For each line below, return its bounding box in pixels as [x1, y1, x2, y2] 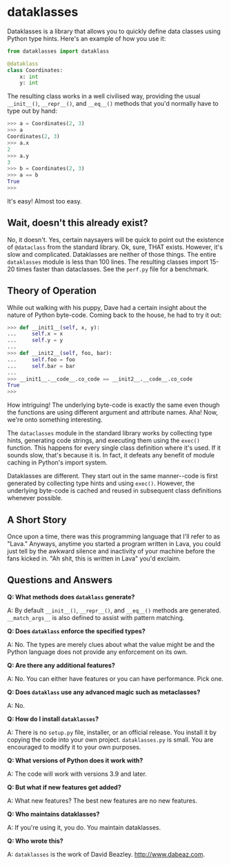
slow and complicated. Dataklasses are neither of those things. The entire [7, 250, 217, 258]
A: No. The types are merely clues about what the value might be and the [7, 640, 215, 648]
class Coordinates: [7, 66, 63, 73]
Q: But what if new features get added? [7, 783, 122, 791]
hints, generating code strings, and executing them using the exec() [7, 437, 200, 445]
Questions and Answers [7, 574, 113, 586]
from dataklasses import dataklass [7, 48, 110, 55]
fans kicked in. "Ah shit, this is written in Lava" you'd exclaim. [7, 554, 181, 563]
